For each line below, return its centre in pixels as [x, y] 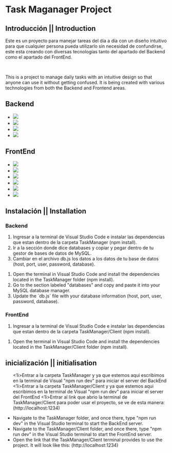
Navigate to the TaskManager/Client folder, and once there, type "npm [87, 429]
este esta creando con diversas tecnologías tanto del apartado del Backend [85, 52]
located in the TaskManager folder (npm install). [63, 280]
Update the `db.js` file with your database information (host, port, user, [87, 296]
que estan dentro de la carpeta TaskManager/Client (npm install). [82, 331]
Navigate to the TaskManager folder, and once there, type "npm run [84, 418]
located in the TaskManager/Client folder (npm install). [70, 347]
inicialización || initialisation [51, 363]
